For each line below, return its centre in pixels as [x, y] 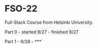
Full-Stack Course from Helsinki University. [49, 22]
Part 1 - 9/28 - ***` [24, 41]
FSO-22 [21, 9]
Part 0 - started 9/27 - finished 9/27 [41, 32]
